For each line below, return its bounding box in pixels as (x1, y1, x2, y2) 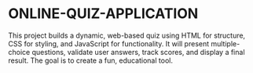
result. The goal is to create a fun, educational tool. (8, 56, 173, 65)
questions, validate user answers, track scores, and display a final (31, 47, 245, 57)
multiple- (211, 38, 240, 48)
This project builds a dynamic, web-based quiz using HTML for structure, (8, 31, 246, 40)
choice (8, 47, 31, 57)
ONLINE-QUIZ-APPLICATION (8, 5, 199, 23)
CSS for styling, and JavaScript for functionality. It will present (8, 38, 210, 48)
